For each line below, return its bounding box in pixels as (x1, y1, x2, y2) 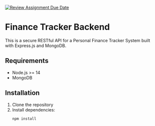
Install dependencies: (12, 107, 55, 112)
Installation (5, 89, 40, 97)
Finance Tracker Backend (5, 22, 110, 32)
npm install (12, 116, 36, 121)
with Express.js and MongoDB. (5, 43, 67, 48)
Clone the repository (12, 102, 53, 108)
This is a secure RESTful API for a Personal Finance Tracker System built (5, 37, 151, 43)
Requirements (5, 57, 49, 65)
